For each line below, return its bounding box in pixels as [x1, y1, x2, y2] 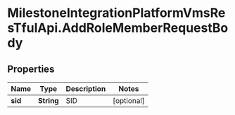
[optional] [112, 96, 146, 105]
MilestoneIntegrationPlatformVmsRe [7, 5, 226, 21]
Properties [7, 63, 55, 75]
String [37, 96, 59, 105]
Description [65, 84, 106, 93]
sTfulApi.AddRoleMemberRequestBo [7, 20, 229, 36]
